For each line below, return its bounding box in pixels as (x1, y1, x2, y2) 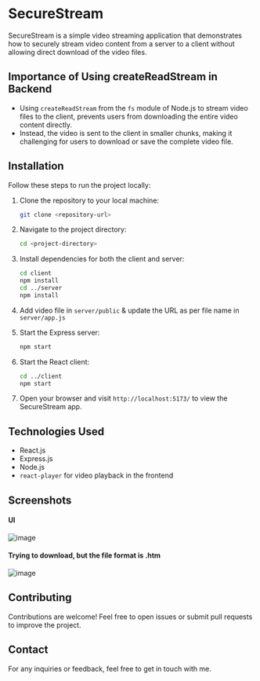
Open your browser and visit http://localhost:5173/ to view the (19, 394, 228, 403)
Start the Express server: (19, 328, 100, 337)
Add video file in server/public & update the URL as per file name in (19, 306, 240, 315)
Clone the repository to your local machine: (19, 196, 159, 205)
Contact (8, 643, 49, 657)
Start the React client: (19, 357, 90, 366)
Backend (8, 82, 52, 96)
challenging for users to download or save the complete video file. (19, 137, 233, 146)
